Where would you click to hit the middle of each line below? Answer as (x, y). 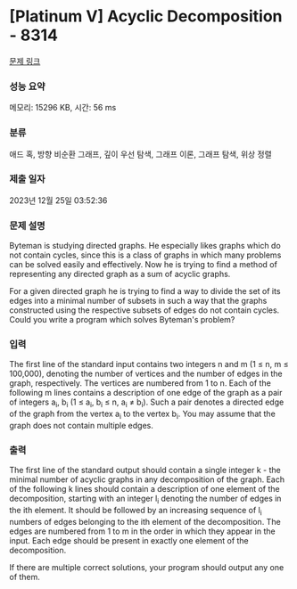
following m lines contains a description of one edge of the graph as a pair (146, 393)
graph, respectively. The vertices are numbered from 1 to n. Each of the (140, 383)
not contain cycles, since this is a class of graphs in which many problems (145, 255)
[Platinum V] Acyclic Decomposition (146, 16)
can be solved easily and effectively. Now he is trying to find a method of (144, 265)
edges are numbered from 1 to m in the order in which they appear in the (142, 531)
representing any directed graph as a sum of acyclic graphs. (120, 274)
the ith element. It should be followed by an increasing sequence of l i (136, 511)
